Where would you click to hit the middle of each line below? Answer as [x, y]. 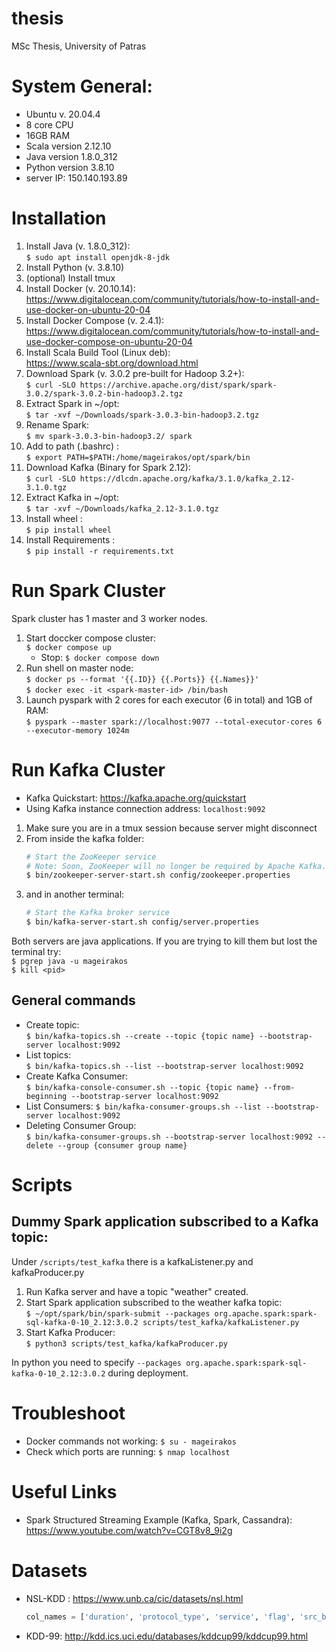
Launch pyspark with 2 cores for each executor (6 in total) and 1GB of [169, 699]
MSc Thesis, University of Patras [79, 46]
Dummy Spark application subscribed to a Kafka [165, 1222]
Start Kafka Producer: [70, 1332]
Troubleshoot [68, 1413]
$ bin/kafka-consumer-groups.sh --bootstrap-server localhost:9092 [169, 1137]
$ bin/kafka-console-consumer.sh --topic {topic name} [142, 1087]
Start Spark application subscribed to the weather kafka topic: [154, 1302]
